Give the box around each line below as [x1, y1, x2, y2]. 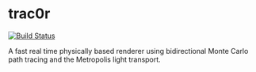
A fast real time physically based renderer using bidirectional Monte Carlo [8, 46, 249, 55]
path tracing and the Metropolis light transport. [8, 55, 161, 64]
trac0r [8, 5, 51, 23]
